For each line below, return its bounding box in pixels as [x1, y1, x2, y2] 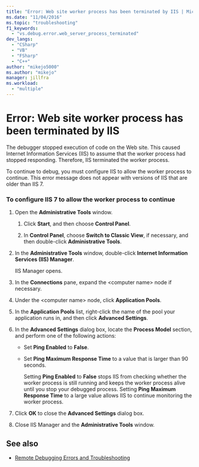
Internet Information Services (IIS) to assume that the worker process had [6, 150, 186, 157]
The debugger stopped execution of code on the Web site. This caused [6, 144, 181, 151]
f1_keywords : [6, 25, 38, 31]
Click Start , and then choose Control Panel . [23, 220, 131, 227]
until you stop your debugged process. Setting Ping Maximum [23, 386, 176, 393]
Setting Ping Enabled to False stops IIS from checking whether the [23, 373, 187, 380]
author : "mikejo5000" [6, 63, 60, 70]
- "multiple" [11, 86, 44, 92]
